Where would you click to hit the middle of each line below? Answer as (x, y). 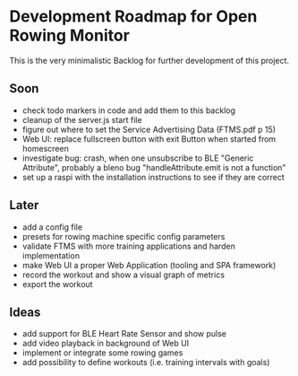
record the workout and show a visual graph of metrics (123, 275)
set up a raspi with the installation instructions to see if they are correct (153, 177)
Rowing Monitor (69, 35)
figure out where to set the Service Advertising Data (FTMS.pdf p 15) (149, 129)
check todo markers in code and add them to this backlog (128, 110)
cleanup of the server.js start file (82, 119)
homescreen (45, 148)
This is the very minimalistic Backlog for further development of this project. (149, 60)
